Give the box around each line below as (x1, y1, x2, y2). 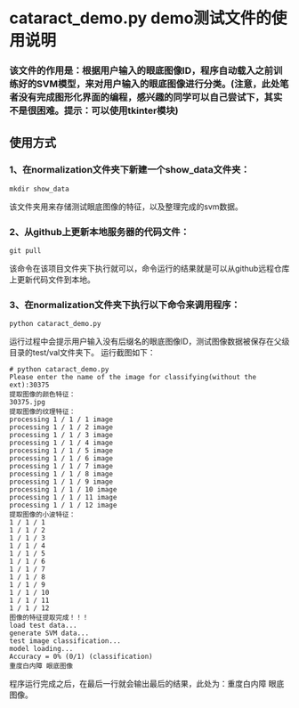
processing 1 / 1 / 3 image (9, 431, 114, 440)
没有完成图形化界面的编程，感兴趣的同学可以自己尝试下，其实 (18, 91, 283, 103)
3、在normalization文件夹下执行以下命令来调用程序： (9, 299, 240, 312)
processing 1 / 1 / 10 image (9, 485, 117, 494)
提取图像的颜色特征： (9, 390, 76, 399)
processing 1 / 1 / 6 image (9, 454, 114, 463)
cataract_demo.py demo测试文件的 (9, 8, 272, 28)
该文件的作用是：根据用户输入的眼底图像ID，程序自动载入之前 (9, 64, 274, 77)
